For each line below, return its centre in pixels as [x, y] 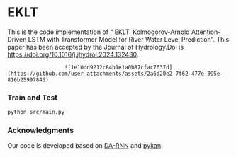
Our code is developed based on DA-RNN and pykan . [85, 146]
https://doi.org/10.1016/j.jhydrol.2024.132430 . [73, 54]
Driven [17, 39]
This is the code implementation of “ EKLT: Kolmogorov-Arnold [99, 32]
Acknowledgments [41, 130]
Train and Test [33, 98]
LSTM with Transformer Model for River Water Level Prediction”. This [129, 39]
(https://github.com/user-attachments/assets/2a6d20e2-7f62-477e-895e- [115, 74]
